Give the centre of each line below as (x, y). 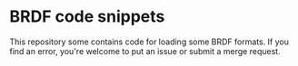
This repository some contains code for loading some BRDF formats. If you (149, 42)
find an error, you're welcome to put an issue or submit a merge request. (145, 51)
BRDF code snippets (87, 17)
